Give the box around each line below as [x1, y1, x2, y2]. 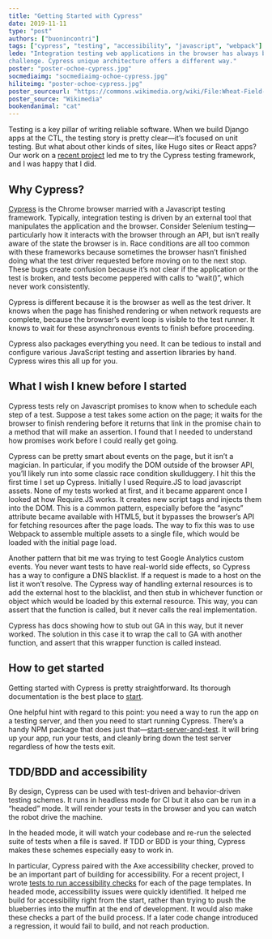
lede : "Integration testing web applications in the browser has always [8, 49, 259, 58]
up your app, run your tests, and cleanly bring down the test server [8, 733, 232, 743]
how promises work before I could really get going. [8, 435, 178, 445]
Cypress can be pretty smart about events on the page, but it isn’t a [8, 451, 234, 461]
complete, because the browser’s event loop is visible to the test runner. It [8, 314, 255, 324]
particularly [8, 229, 47, 239]
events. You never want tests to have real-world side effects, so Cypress [8, 561, 251, 572]
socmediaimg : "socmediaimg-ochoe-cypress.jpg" [8, 72, 168, 80]
